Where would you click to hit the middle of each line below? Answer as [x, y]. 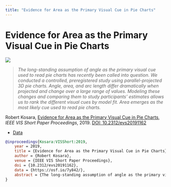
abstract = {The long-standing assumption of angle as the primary [87, 175]
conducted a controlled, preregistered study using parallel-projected [90, 80]
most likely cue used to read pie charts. [59, 107]
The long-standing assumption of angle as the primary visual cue [87, 70]
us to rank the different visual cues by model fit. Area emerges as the [91, 102]
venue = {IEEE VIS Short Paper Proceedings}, [64, 161]
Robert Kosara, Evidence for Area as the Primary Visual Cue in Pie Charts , [83, 117]
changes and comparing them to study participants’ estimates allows [91, 97]
